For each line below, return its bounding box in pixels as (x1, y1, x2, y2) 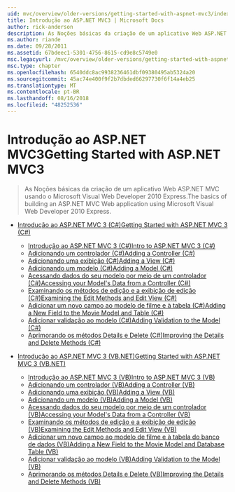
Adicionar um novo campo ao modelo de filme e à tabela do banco (27, 432, 220, 441)
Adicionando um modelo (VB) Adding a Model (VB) (27, 395, 173, 404)
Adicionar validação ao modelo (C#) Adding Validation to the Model (27, 316, 220, 324)
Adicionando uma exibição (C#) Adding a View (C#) (27, 257, 176, 265)
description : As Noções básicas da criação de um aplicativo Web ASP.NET (7, 29, 227, 37)
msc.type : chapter (7, 62, 61, 69)
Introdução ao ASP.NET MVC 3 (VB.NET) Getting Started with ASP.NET (17, 352, 220, 360)
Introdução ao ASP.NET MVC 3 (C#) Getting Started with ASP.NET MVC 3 (17, 220, 228, 228)
